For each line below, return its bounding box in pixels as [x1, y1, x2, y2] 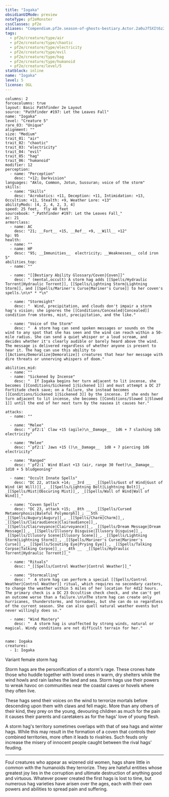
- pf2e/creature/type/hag [10, 54, 64, 59]
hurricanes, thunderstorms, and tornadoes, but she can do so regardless [5, 599, 163, 604]
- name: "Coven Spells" [10, 502, 59, 507]
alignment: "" [5, 127, 35, 132]
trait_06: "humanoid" [5, 158, 51, 163]
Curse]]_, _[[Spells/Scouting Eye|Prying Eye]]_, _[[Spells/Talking [5, 541, 152, 547]
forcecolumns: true [5, 100, 46, 106]
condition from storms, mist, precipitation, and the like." [5, 312, 136, 318]
